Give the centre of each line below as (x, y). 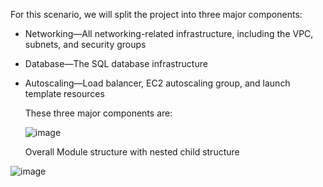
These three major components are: (98, 113)
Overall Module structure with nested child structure (132, 152)
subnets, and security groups (85, 44)
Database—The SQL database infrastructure (116, 63)
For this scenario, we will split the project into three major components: (156, 14)
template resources (64, 93)
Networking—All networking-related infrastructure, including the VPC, (169, 33)
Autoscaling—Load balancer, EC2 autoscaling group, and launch (157, 83)
